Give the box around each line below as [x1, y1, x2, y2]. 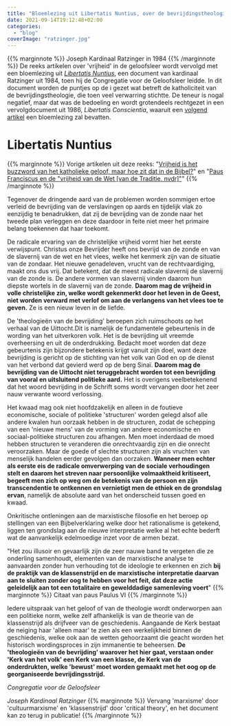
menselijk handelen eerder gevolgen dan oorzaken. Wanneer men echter [7, 455, 215, 463]
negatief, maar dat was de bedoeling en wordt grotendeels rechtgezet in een [7, 98, 224, 107]
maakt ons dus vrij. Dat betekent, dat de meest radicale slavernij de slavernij [7, 267, 223, 275]
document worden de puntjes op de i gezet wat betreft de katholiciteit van [7, 84, 217, 92]
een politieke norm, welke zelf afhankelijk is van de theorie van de [7, 612, 194, 620]
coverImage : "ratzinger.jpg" [7, 36, 91, 43]
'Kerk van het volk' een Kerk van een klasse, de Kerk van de [7, 655, 181, 664]
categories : [7, 23, 41, 30]
